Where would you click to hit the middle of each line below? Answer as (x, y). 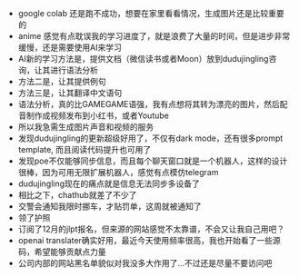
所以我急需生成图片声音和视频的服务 (86, 127)
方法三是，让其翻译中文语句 (70, 93)
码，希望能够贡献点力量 (62, 252)
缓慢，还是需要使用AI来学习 (70, 47)
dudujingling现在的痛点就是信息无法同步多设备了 (109, 183)
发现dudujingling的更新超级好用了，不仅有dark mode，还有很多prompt (150, 138)
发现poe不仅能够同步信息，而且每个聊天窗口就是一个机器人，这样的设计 (153, 161)
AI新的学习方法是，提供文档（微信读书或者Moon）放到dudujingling (143, 59)
